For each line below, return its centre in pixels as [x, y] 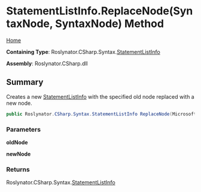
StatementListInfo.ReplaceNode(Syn [100, 11]
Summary [25, 82]
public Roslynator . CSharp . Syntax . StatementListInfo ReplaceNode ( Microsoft [101, 114]
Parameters [23, 129]
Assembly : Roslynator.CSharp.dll [47, 63]
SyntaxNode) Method [109, 24]
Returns [18, 169]
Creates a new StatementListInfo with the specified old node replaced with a [100, 96]
